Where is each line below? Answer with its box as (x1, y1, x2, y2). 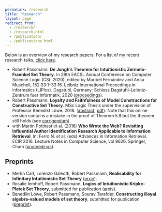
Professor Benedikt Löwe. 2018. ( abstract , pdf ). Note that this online (12, 107, 147, 113)
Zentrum (12, 92, 29, 98)
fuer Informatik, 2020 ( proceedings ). (30, 92, 103, 98)
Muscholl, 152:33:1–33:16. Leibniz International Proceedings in (12, 82, 136, 88)
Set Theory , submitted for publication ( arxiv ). (26, 186, 117, 192)
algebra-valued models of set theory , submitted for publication (12, 196, 140, 202)
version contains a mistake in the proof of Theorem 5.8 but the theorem (12, 112, 155, 119)
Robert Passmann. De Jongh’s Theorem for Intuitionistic (12, 66, 126, 72)
